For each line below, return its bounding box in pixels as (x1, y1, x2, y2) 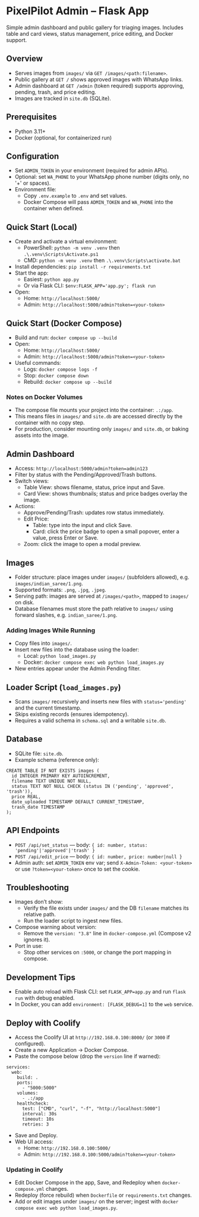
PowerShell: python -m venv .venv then (23, 244, 120, 251)
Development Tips (6, 972, 75, 982)
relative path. (23, 911, 56, 918)
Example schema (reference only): (14, 756, 99, 763)
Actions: (14, 503, 36, 510)
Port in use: (14, 942, 43, 950)
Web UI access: (14, 1138, 53, 1145)
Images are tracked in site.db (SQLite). (14, 94, 112, 102)
